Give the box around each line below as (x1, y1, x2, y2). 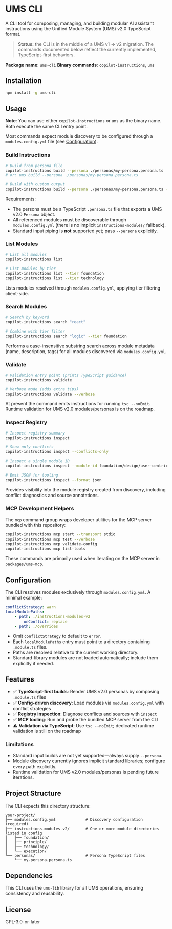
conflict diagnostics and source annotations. (5, 492, 99, 498)
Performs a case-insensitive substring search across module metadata (5, 343, 155, 349)
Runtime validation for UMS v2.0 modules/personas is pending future (12, 769, 159, 775)
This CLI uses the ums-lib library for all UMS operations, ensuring (5, 885, 143, 891)
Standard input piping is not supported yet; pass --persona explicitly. (12, 228, 158, 234)
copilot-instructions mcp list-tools (5, 546, 86, 551)
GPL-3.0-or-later (5, 919, 40, 925)
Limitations (5, 741, 34, 748)
